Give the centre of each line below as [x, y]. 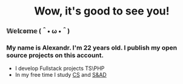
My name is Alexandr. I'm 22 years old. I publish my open [92, 48]
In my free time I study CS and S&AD [61, 75]
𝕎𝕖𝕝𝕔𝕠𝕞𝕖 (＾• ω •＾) [38, 31]
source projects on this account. [55, 56]
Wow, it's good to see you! [102, 11]
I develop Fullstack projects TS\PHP [60, 68]
